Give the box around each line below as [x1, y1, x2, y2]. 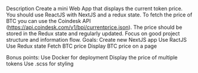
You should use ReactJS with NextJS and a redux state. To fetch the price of [6, 11, 193, 18]
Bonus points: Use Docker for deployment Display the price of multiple [6, 54, 178, 61]
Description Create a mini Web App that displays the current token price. [6, 5, 183, 12]
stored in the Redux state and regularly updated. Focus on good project [6, 30, 180, 37]
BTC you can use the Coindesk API [6, 18, 91, 24]
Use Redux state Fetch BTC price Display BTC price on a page [6, 42, 157, 49]
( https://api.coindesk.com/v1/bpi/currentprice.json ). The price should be [6, 24, 183, 31]
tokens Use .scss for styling [6, 60, 74, 67]
